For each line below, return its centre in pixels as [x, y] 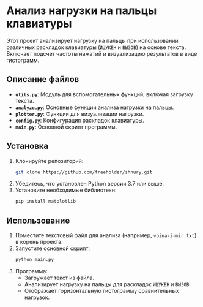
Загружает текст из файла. [59, 278]
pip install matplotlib [46, 202]
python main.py [35, 260]
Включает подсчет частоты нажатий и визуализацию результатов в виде [102, 53]
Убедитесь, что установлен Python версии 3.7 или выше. [89, 184]
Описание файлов [43, 79]
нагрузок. [37, 297]
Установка [28, 146]
